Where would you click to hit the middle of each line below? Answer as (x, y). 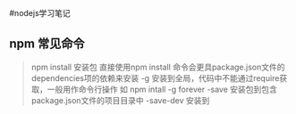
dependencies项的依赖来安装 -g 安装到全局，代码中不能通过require (155, 77)
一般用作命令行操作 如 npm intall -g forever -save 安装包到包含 (162, 89)
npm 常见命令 (47, 44)
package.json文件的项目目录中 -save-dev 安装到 (120, 100)
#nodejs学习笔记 (40, 13)
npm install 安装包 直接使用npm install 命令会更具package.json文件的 (158, 67)
